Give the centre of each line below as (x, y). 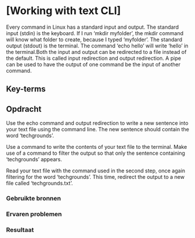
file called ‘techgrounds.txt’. (40, 183)
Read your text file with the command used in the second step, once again (96, 171)
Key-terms (26, 89)
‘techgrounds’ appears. (34, 159)
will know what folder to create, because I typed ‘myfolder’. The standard (94, 39)
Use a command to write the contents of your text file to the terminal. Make (97, 147)
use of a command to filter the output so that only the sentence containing (96, 153)
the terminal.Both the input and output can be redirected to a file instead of (96, 52)
